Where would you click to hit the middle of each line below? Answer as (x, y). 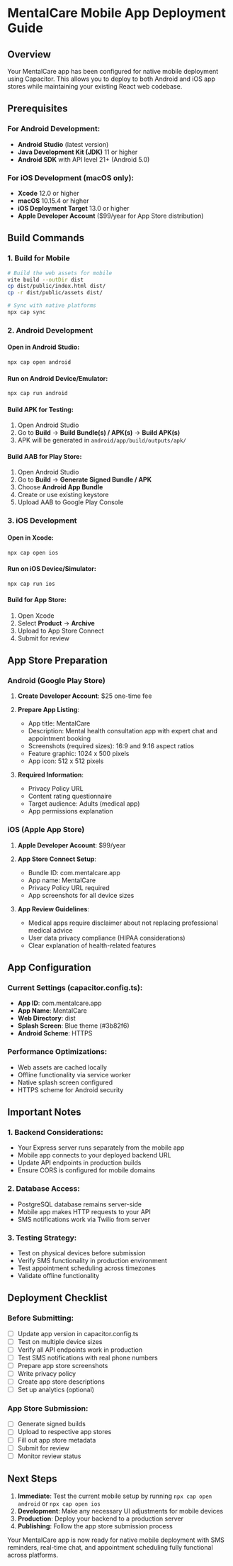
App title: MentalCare (59, 723)
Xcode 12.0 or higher (48, 193)
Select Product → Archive (56, 623)
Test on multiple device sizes (60, 1341)
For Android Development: (54, 129)
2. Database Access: (44, 1189)
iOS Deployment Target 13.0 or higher (73, 208)
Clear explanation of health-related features (92, 945)
